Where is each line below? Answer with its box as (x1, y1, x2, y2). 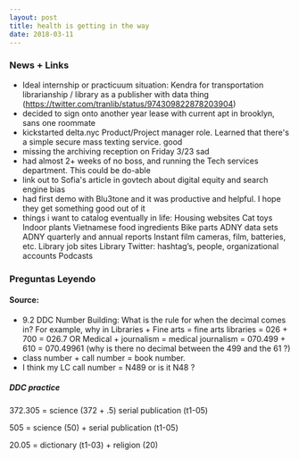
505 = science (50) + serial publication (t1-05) (9, 421, 179, 433)
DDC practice (9, 382, 61, 393)
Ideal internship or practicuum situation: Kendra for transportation (21, 79, 264, 90)
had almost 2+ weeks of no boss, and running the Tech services (21, 155, 259, 166)
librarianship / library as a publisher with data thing (21, 88, 210, 99)
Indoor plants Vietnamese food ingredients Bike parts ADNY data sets (21, 221, 278, 232)
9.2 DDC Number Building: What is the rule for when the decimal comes (21, 314, 287, 325)
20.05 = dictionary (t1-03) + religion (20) (9, 439, 159, 450)
